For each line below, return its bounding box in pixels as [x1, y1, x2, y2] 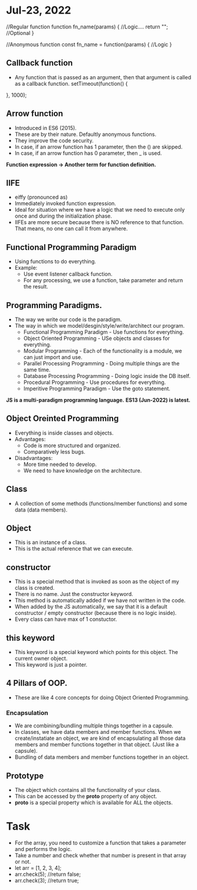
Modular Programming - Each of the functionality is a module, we [23, 347, 182, 354]
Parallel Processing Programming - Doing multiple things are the [23, 360, 180, 367]
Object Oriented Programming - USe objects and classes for [23, 335, 170, 342]
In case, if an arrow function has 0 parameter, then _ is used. [14, 149, 162, 157]
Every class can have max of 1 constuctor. [14, 616, 117, 623]
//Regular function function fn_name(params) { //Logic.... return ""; [6, 23, 168, 30]
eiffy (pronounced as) [14, 193, 68, 201]
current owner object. [14, 655, 68, 662]
